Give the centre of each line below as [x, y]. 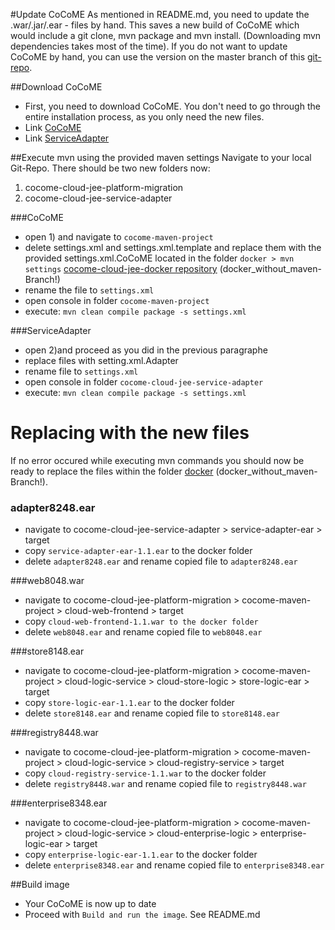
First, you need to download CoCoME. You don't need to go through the [172, 106]
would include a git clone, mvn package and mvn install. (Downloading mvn [166, 35]
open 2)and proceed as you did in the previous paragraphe [146, 350]
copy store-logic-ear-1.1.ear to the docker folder [129, 703]
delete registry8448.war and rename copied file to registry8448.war [165, 784]
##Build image [40, 885]
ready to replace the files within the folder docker [112, 471]
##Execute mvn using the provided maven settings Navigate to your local [161, 157]
